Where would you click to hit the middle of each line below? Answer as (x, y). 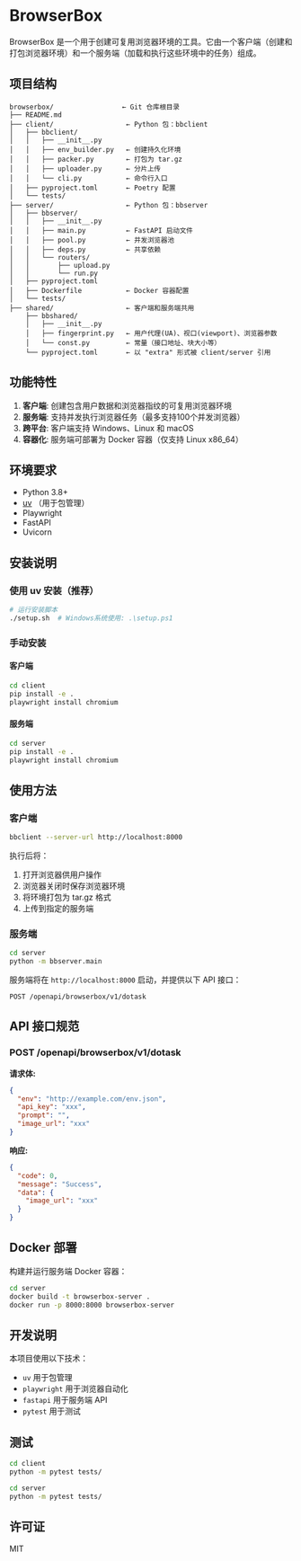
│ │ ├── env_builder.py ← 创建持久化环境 (95, 149)
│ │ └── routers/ (50, 257)
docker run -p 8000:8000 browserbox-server (92, 1305)
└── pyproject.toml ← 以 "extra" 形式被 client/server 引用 (148, 352)
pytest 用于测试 (51, 1411)
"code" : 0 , (38, 1175)
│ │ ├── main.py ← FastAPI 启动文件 (101, 230)
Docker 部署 (44, 1248)
